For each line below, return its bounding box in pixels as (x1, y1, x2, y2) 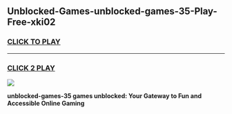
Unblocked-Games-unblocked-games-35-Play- (7, 6, 217, 17)
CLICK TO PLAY (7, 37, 61, 47)
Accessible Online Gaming (7, 99, 85, 107)
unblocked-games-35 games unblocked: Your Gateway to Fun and (7, 91, 202, 99)
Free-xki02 (7, 17, 56, 28)
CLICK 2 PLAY (7, 63, 55, 73)
